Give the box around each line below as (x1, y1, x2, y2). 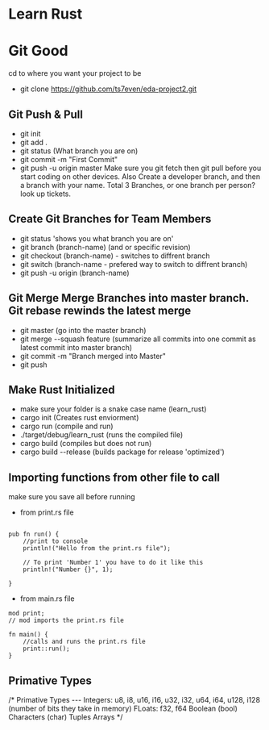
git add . (19, 137, 48, 147)
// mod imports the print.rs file (8, 616, 125, 625)
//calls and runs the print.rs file (23, 638, 147, 646)
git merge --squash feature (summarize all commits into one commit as (19, 334, 256, 344)
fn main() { (8, 631, 48, 639)
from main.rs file (19, 594, 75, 603)
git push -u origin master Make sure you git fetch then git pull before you (19, 163, 262, 173)
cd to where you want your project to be (8, 69, 142, 78)
